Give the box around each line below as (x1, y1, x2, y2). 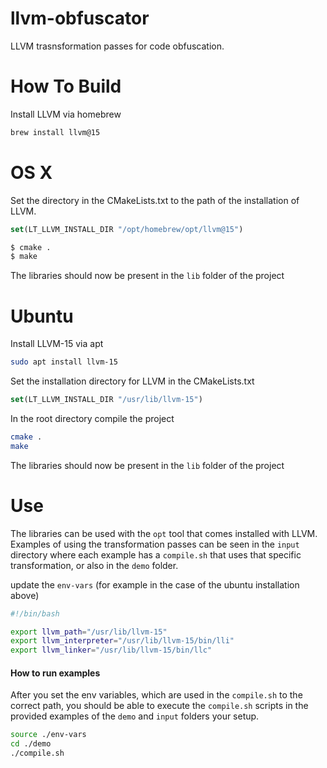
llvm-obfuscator (10, 7, 150, 30)
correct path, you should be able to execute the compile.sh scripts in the (10, 700, 309, 712)
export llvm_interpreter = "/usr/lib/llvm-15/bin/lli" (10, 636, 235, 646)
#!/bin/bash (10, 608, 60, 619)
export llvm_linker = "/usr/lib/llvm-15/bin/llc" (10, 645, 213, 656)
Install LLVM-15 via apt (10, 338, 104, 350)
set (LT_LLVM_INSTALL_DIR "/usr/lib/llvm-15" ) (10, 395, 203, 405)
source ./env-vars (10, 730, 87, 740)
